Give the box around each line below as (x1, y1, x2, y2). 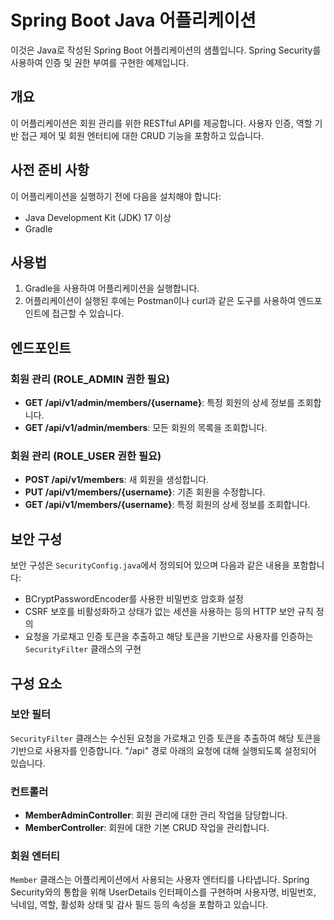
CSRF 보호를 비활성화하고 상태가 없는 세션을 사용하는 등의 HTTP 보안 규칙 (24, 606, 314, 618)
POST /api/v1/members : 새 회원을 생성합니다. (24, 474, 210, 486)
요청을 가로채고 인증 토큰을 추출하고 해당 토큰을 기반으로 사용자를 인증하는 (24, 631, 314, 643)
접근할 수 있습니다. (51, 307, 125, 320)
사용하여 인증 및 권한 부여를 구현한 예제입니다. (10, 56, 190, 68)
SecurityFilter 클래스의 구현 (24, 643, 142, 655)
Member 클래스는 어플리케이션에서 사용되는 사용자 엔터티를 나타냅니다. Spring (10, 874, 310, 886)
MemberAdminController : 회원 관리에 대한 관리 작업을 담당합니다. (24, 809, 288, 821)
